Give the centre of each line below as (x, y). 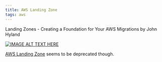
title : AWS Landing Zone (31, 10)
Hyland (13, 34)
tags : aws (16, 15)
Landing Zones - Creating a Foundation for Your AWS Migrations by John (81, 29)
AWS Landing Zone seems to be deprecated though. (60, 54)
